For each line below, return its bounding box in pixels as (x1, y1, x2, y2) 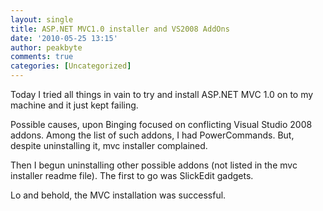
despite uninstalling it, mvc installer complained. (10, 140, 208, 151)
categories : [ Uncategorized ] (10, 61, 132, 71)
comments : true (10, 52, 74, 62)
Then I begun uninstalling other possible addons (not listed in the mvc (10, 159, 298, 171)
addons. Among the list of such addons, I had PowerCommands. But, (10, 129, 295, 141)
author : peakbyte (10, 42, 83, 53)
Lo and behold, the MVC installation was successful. (10, 189, 227, 201)
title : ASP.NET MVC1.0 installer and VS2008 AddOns (10, 24, 230, 34)
